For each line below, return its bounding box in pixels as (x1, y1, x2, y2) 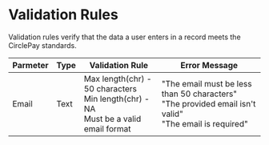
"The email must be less (161, 78, 252, 89)
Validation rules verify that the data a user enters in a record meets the (8, 32, 242, 42)
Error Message (179, 59, 239, 70)
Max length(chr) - (83, 73, 152, 84)
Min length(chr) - (83, 93, 150, 104)
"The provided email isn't (161, 98, 256, 109)
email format (83, 123, 131, 134)
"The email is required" (161, 118, 248, 129)
